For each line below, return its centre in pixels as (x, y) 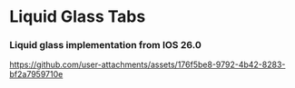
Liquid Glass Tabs (78, 17)
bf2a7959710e (36, 74)
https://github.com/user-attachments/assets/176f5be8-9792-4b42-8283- (147, 64)
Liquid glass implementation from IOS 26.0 (105, 45)
